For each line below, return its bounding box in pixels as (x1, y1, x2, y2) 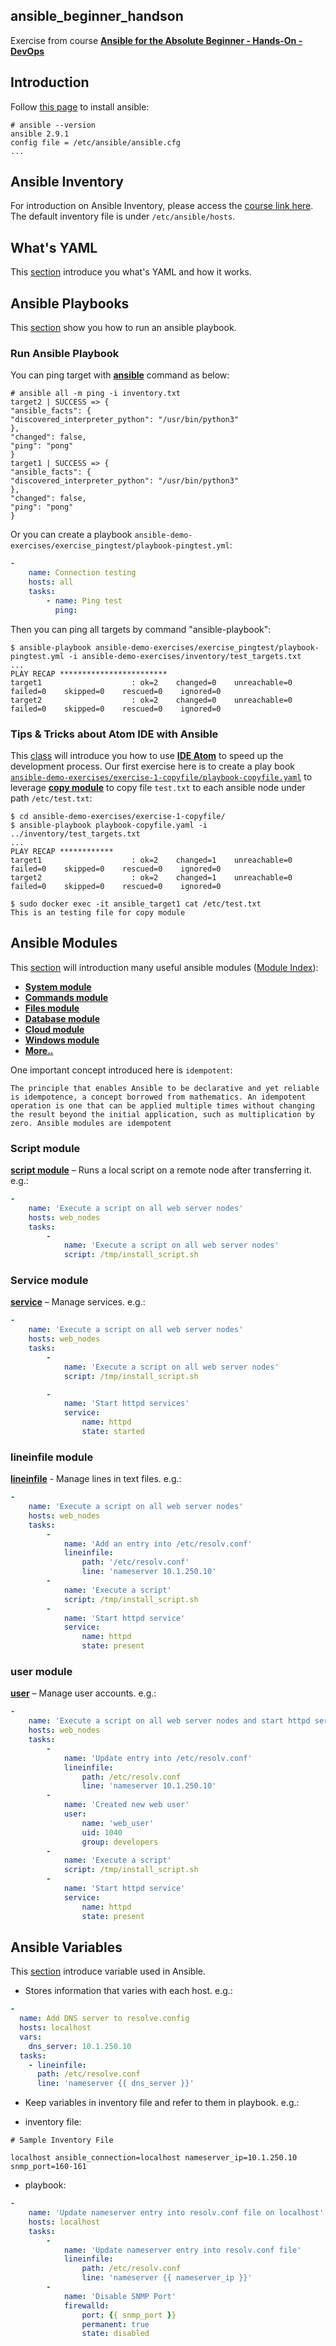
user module (10, 1665, 73, 1679)
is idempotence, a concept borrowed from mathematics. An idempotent (10, 1092, 307, 1102)
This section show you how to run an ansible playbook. (10, 322, 237, 334)
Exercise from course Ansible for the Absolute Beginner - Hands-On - (10, 34, 303, 46)
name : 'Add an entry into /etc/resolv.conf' (63, 1539, 253, 1549)
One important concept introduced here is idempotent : (10, 1064, 233, 1076)
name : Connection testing (28, 568, 137, 578)
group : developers (81, 1837, 159, 1847)
